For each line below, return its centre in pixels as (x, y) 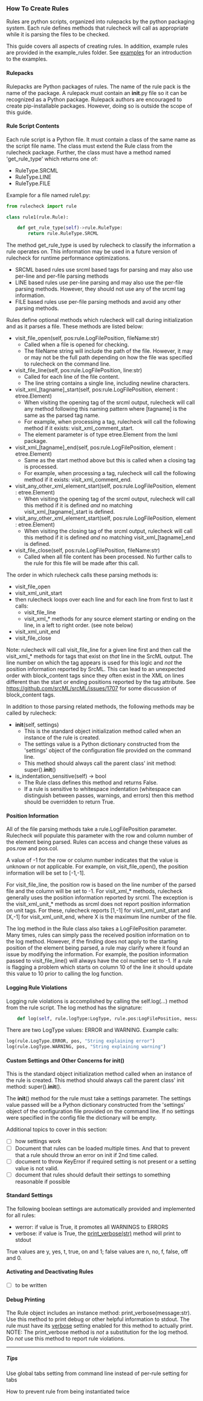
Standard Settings (30, 1195)
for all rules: (21, 1215)
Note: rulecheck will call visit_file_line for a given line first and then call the (99, 650)
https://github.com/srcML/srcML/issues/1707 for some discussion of (92, 689)
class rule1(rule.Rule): (37, 217)
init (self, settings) (37, 725)
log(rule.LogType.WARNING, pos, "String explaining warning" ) (86, 1047)
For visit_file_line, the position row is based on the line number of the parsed (101, 885)
